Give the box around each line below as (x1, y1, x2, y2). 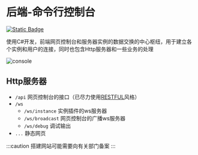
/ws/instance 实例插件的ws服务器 (23, 107, 107, 114)
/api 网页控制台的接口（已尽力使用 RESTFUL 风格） (14, 93, 140, 101)
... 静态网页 (14, 129, 46, 136)
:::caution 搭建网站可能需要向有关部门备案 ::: (6, 142, 116, 150)
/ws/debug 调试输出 (23, 122, 71, 129)
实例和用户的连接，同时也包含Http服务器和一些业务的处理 (11, 45, 154, 53)
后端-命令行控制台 (6, 5, 96, 19)
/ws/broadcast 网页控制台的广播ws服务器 (23, 114, 126, 121)
